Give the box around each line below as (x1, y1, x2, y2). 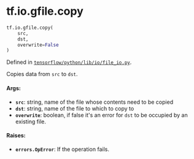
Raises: (6, 132, 26, 139)
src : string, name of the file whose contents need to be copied (15, 98, 174, 106)
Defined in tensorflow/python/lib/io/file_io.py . (6, 58, 132, 66)
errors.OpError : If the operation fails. (15, 145, 109, 153)
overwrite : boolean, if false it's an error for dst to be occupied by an (15, 111, 188, 118)
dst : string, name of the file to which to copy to (15, 104, 134, 112)
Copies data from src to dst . (6, 71, 78, 78)
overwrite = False (17, 42, 60, 48)
